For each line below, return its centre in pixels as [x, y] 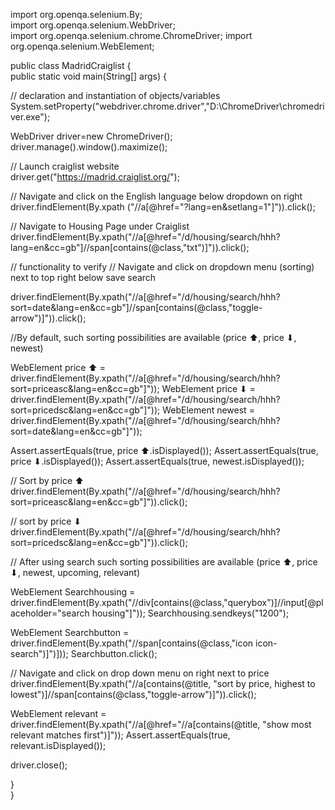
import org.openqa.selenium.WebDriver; [93, 25]
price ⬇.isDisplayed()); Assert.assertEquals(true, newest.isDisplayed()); [157, 461]
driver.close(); [39, 765]
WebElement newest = [208, 410]
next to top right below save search [83, 277]
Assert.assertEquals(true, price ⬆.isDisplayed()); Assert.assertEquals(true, [164, 450]
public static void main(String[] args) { [88, 76]
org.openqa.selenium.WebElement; [82, 46]
